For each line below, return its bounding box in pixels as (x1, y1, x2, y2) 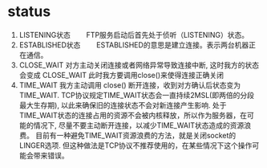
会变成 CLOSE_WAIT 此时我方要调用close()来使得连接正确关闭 (18, 70, 224, 80)
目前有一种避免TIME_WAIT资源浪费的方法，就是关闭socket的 (34, 130, 237, 140)
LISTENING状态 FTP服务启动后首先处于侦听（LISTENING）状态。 (18, 30, 249, 39)
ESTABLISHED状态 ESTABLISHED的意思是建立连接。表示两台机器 (18, 39, 249, 50)
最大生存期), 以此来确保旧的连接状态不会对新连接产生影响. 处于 (18, 100, 227, 110)
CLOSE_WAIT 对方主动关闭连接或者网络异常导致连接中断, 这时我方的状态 (18, 59, 260, 70)
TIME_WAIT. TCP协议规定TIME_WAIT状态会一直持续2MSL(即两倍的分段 (18, 90, 254, 100)
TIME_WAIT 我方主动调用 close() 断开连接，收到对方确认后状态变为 (18, 80, 241, 90)
